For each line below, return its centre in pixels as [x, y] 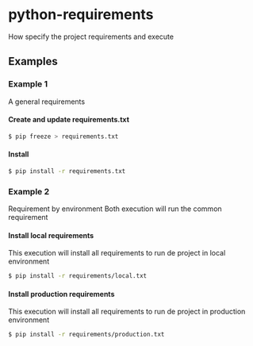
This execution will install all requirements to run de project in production [127, 312]
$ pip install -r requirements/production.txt [86, 335]
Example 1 [28, 84]
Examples [33, 62]
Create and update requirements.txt [69, 120]
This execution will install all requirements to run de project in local [117, 253]
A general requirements [47, 102]
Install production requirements [61, 294]
